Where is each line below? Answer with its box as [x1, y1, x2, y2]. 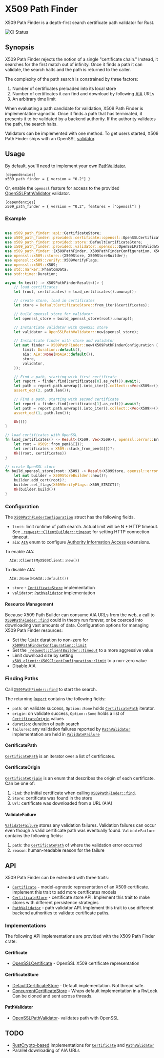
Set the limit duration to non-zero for [12, 637, 89, 643]
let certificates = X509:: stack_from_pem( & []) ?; [14, 446, 115, 451]
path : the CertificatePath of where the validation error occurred [12, 842, 142, 848]
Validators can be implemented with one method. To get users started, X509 [5, 130, 159, 136]
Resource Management [5, 601, 54, 607]
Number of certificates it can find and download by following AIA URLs [12, 90, 155, 96]
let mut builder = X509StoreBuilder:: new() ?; [14, 473, 108, 478]
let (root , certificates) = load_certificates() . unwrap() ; [14, 289, 137, 294]
